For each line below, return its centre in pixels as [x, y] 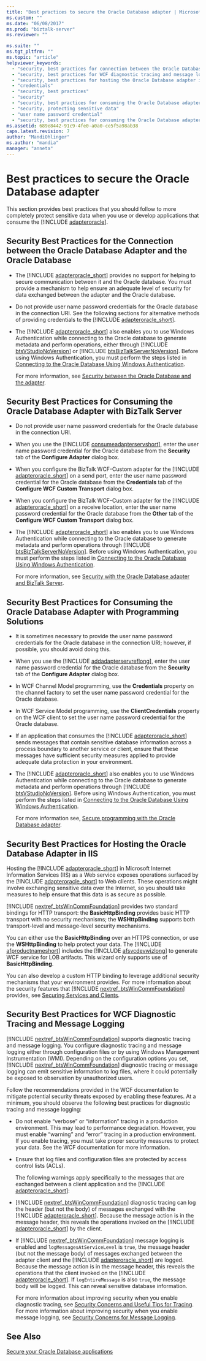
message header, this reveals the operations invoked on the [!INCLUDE [105, 1222]
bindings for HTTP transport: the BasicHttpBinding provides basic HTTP [98, 913]
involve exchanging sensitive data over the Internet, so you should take [96, 888]
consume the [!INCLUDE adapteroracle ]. [57, 222]
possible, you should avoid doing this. [63, 649]
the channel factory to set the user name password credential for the [102, 693]
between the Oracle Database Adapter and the [97, 251]
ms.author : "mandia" [33, 143]
